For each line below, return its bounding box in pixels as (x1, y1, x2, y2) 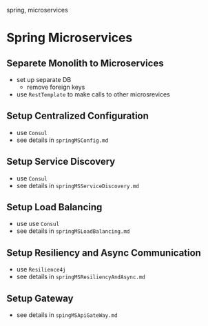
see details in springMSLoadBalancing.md (16, 227, 130, 235)
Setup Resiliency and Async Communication (6, 247, 201, 258)
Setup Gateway (6, 292, 74, 304)
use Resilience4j (16, 265, 66, 274)
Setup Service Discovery (6, 156, 116, 167)
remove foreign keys (26, 83, 85, 91)
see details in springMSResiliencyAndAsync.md (16, 272, 146, 281)
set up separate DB (16, 76, 72, 83)
